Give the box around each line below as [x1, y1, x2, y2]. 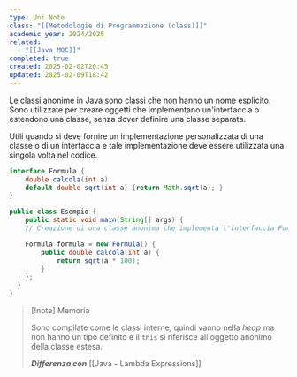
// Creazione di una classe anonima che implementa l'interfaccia [25, 224, 275, 233]
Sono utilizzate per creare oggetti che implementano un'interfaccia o [9, 104, 260, 115]
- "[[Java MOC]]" [17, 46, 81, 55]
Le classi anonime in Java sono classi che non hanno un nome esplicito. [9, 95, 271, 105]
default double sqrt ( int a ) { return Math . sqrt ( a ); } [25, 183, 224, 192]
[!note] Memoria [30, 305, 90, 315]
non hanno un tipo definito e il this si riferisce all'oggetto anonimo [30, 332, 272, 342]
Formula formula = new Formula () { [25, 240, 156, 249]
